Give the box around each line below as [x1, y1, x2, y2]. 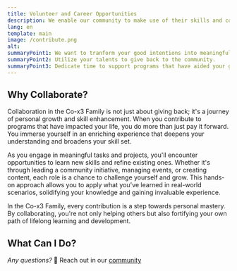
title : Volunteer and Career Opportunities [7, 10, 138, 18]
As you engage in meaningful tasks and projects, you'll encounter [7, 151, 198, 159]
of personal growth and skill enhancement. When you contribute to [7, 115, 202, 123]
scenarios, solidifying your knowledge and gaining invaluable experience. [7, 188, 221, 197]
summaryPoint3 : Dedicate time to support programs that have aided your [7, 63, 226, 70]
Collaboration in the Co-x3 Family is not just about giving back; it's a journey [7, 107, 229, 116]
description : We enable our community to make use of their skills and [7, 17, 222, 24]
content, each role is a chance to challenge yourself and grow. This [7, 173, 202, 182]
